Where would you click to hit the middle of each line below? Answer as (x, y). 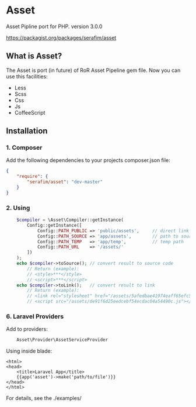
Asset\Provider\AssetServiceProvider (62, 340)
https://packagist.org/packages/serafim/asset (61, 37)
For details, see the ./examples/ (44, 398)
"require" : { (32, 177)
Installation (27, 131)
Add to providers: (27, 329)
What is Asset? (34, 56)
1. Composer (24, 148)
